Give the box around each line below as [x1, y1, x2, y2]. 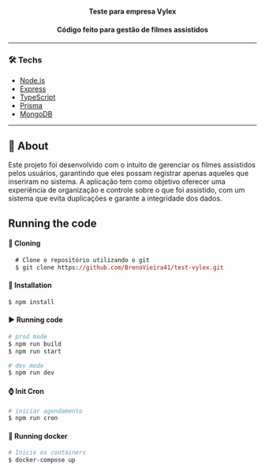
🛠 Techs [8, 54, 43, 66]
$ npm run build [8, 339, 62, 348]
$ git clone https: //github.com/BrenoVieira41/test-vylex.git [15, 264, 224, 272]
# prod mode [8, 332, 47, 340]
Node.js [19, 75, 46, 85]
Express [19, 84, 47, 93]
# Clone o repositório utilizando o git [15, 256, 150, 264]
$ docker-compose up [8, 456, 77, 464]
